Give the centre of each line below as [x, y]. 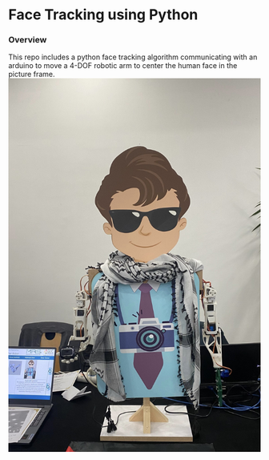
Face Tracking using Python [103, 15]
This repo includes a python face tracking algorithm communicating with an [133, 57]
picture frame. [32, 75]
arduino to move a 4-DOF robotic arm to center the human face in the [123, 66]
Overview [28, 40]
